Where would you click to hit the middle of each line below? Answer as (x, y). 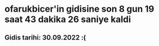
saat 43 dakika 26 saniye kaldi (68, 19)
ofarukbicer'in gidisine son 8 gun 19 (79, 9)
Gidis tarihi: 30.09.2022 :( (45, 37)
